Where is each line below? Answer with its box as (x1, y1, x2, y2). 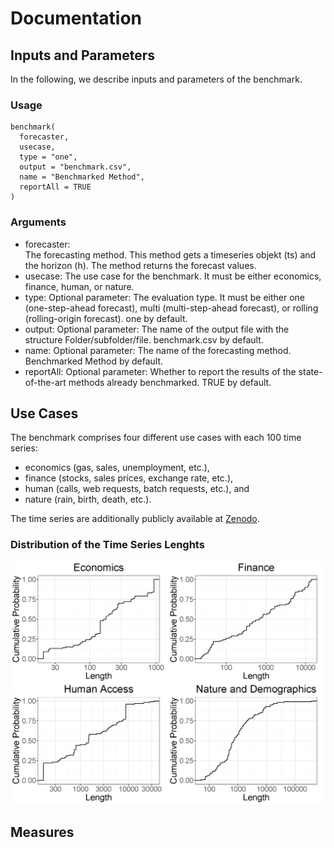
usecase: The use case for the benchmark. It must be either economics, (24, 270, 322, 282)
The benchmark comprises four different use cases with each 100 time (10, 432, 302, 444)
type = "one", (19, 152, 78, 162)
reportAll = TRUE (19, 182, 92, 192)
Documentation (10, 7, 143, 30)
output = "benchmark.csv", (19, 162, 132, 172)
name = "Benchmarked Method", (19, 172, 145, 182)
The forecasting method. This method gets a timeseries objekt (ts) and (24, 248, 317, 261)
